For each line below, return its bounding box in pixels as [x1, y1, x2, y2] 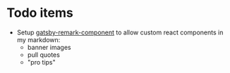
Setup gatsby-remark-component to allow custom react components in [16, 28, 224, 36]
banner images [27, 43, 71, 51]
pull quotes [27, 51, 61, 59]
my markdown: [16, 35, 61, 44]
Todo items [6, 5, 73, 21]
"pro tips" [27, 58, 56, 66]
